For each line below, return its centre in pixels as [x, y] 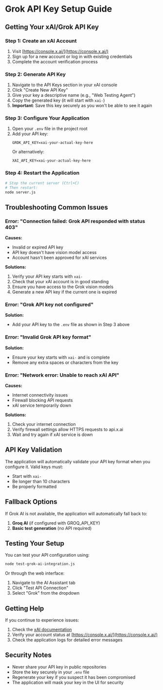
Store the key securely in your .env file [51, 672]
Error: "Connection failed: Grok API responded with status [75, 221]
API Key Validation [34, 450]
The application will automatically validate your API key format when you [78, 461]
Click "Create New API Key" [40, 90]
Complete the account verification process [55, 61]
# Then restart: [21, 188]
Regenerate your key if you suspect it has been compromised [74, 677]
